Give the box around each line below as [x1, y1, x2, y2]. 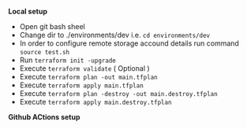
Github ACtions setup [8, 112, 80, 121]
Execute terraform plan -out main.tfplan [19, 72, 158, 81]
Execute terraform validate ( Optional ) [19, 64, 150, 73]
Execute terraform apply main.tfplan [19, 80, 144, 90]
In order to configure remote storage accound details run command [19, 39, 239, 48]
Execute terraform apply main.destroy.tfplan [19, 98, 172, 106]
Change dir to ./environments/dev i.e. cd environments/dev [19, 31, 211, 39]
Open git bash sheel [19, 22, 85, 31]
